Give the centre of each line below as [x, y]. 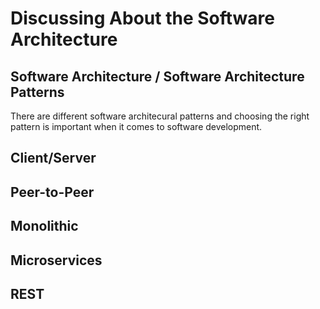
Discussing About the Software [142, 18]
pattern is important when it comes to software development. [136, 126]
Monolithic [44, 226]
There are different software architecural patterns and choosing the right [160, 116]
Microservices [56, 260]
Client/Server [53, 158]
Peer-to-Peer [52, 192]
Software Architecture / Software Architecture [157, 76]
